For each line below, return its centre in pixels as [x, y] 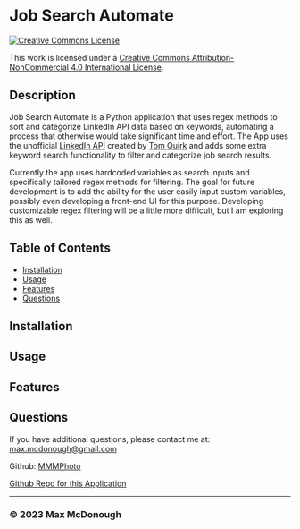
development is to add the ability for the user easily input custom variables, [147, 191]
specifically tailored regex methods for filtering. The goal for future [132, 182]
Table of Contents [60, 248]
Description [42, 95]
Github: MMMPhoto [45, 465]
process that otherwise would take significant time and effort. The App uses [149, 136]
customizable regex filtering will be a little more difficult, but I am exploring [146, 210]
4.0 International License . [117, 67]
